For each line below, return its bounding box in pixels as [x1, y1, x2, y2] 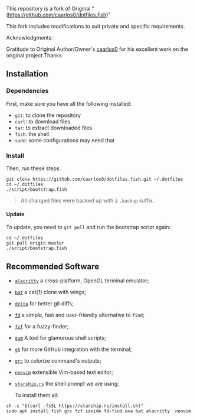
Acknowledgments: [6, 34, 53, 41]
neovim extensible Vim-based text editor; [14, 369, 113, 376]
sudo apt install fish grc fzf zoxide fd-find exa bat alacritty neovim [6, 408, 192, 414]
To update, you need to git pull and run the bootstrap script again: [6, 224, 171, 231]
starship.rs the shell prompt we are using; [14, 380, 119, 387]
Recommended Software [6, 261, 99, 271]
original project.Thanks [6, 52, 62, 58]
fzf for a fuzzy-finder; [14, 323, 69, 330]
